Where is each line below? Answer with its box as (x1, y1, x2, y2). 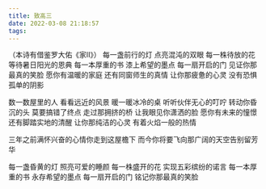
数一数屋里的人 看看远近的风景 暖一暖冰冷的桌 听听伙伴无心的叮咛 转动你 (8, 98, 251, 107)
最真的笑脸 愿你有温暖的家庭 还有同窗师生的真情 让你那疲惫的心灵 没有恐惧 (8, 70, 257, 80)
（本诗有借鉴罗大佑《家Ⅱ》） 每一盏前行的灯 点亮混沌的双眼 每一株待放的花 (8, 50, 256, 60)
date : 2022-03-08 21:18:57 (8, 19, 99, 27)
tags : (8, 27, 27, 35)
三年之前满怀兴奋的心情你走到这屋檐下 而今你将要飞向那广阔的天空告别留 (8, 135, 251, 145)
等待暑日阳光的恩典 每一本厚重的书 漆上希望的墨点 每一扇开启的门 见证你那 (8, 60, 257, 69)
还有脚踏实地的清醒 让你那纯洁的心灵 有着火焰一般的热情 (8, 118, 196, 128)
